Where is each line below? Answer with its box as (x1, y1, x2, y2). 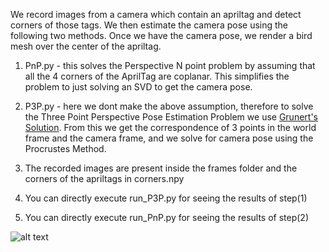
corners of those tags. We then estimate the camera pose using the (10, 19, 289, 31)
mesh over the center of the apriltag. (10, 40, 162, 52)
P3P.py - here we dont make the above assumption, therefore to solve (24, 100, 314, 112)
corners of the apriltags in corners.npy (24, 173, 185, 184)
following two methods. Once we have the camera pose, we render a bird (10, 30, 313, 41)
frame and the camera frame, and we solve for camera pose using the (24, 132, 314, 144)
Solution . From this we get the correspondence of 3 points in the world (24, 122, 317, 133)
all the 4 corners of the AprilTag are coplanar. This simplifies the (24, 70, 290, 82)
